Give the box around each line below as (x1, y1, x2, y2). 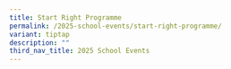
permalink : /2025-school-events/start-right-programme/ (9, 22, 222, 30)
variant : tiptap (9, 30, 70, 39)
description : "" (9, 38, 70, 47)
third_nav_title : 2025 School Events (9, 47, 150, 56)
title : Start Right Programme (9, 13, 123, 22)
